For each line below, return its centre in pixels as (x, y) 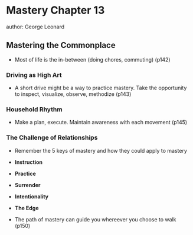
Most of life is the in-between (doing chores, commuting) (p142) (92, 59)
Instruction (29, 162)
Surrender (27, 185)
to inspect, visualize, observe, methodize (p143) (73, 94)
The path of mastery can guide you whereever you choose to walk (95, 219)
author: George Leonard (35, 27)
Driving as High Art (34, 75)
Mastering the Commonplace (61, 45)
